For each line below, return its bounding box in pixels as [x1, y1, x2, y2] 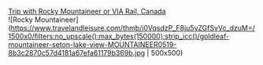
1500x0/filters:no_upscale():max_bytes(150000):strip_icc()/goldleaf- [8, 31, 230, 41]
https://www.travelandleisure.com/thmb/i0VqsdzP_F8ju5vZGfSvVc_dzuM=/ [10, 23, 256, 32]
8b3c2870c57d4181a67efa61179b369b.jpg [8, 49, 146, 57]
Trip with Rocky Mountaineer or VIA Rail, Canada [8, 7, 167, 16]
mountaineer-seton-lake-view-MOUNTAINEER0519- [8, 40, 177, 49]
